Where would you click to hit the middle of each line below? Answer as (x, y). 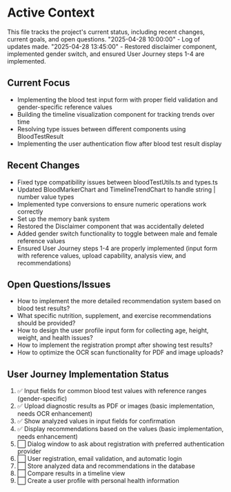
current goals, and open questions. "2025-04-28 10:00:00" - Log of (104, 39)
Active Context (51, 13)
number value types (46, 197)
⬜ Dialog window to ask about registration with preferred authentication (121, 444)
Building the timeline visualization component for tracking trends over (116, 114)
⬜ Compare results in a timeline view (71, 473)
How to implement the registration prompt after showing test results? (115, 345)
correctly (30, 211)
